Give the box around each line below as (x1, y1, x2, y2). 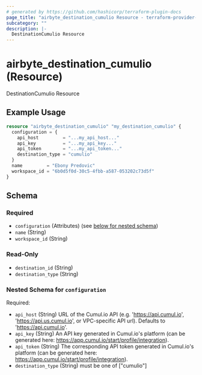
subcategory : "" (6, 20, 47, 26)
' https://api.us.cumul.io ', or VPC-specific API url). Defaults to (14, 317, 165, 324)
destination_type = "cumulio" (17, 151, 93, 157)
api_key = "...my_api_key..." (17, 140, 117, 147)
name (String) (14, 228, 46, 236)
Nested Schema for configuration (6, 285, 106, 294)
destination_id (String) (14, 263, 73, 271)
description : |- (6, 25, 47, 32)
